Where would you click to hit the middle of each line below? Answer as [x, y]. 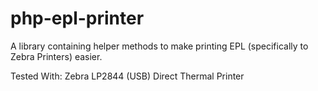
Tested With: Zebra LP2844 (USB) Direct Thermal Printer [127, 76]
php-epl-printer [77, 18]
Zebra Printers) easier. [56, 56]
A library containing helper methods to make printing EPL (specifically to [159, 46]
